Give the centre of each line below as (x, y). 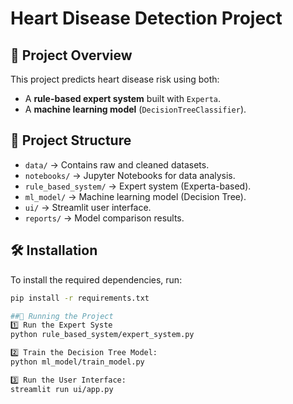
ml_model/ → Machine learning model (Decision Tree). (135, 196)
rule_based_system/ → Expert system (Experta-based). (138, 186)
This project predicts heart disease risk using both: (115, 79)
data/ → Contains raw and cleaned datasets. (117, 164)
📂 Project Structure (71, 140)
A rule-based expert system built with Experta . (123, 98)
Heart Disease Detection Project (146, 18)
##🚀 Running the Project (62, 316)
